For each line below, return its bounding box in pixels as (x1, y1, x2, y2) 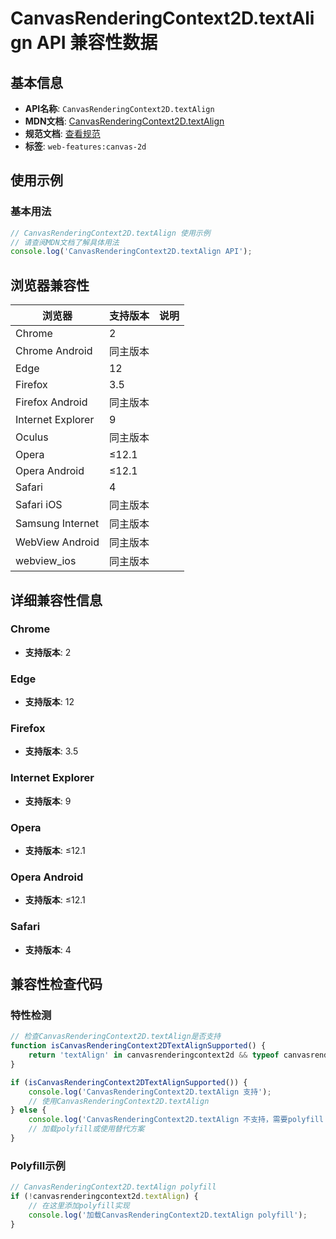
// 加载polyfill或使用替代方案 (28, 1124, 145, 1134)
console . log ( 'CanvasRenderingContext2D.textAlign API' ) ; (10, 247, 253, 257)
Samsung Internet (15, 517, 100, 531)
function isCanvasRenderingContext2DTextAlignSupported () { (10, 1041, 267, 1051)
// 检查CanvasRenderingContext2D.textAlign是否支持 (10, 1032, 222, 1042)
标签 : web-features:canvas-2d (24, 140, 147, 152)
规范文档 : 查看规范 (24, 128, 101, 139)
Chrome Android (15, 344, 93, 358)
